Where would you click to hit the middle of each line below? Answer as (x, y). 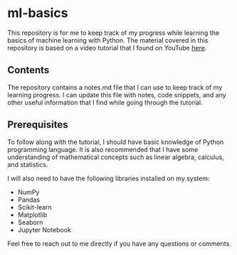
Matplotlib (32, 215)
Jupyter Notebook (44, 229)
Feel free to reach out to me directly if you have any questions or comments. (119, 244)
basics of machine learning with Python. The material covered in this (108, 40)
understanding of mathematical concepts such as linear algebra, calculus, (116, 157)
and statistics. (28, 164)
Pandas (29, 200)
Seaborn (30, 222)
